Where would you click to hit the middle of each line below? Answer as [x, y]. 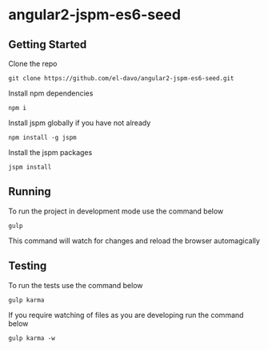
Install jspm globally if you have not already [80, 123]
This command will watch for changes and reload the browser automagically [134, 240]
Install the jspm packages [50, 153]
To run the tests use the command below [76, 285]
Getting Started [48, 45]
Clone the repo [33, 63]
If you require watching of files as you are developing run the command [126, 315]
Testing [28, 266]
